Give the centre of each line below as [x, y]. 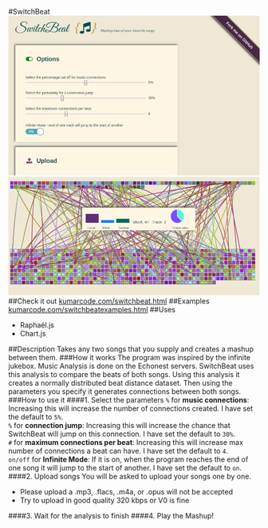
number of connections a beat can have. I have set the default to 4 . [118, 451]
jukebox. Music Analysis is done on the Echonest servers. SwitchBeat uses [131, 366]
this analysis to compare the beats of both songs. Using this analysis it [124, 374]
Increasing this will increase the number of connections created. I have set [131, 408]
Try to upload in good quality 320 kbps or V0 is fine [104, 500]
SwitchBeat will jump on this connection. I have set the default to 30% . [122, 434]
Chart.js [33, 333]
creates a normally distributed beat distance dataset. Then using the [120, 383]
